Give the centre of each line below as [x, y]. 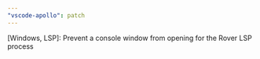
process [20, 46]
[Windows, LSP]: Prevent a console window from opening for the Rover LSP [130, 38]
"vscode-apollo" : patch [46, 15]
